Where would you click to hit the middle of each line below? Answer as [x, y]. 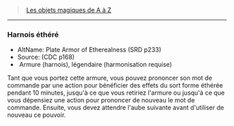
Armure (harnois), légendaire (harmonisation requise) [96, 65]
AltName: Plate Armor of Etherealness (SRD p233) [89, 50]
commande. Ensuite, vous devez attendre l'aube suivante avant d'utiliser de [116, 108]
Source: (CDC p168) [46, 57]
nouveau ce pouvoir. [37, 115]
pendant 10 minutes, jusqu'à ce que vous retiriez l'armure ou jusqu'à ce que [116, 93]
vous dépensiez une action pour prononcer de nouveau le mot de [101, 100]
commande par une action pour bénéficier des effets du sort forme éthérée [115, 86]
